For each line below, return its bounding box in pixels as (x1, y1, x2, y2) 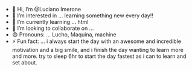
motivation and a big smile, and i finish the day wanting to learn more (11, 47, 184, 53)
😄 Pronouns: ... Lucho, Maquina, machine (11, 31, 117, 38)
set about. (11, 59, 37, 66)
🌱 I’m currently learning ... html (11, 18, 89, 25)
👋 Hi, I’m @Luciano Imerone (11, 6, 82, 13)
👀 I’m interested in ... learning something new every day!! (11, 12, 154, 19)
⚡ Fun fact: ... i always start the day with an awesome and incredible (11, 38, 181, 45)
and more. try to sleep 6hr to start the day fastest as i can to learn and (11, 53, 187, 60)
